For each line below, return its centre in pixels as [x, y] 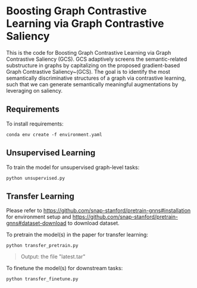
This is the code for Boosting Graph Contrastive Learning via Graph [89, 52]
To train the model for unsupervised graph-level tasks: [73, 167]
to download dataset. [93, 223]
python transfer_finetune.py [42, 279]
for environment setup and [39, 217]
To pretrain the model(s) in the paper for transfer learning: [77, 235]
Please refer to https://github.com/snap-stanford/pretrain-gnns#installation [98, 211]
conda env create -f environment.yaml [54, 134]
